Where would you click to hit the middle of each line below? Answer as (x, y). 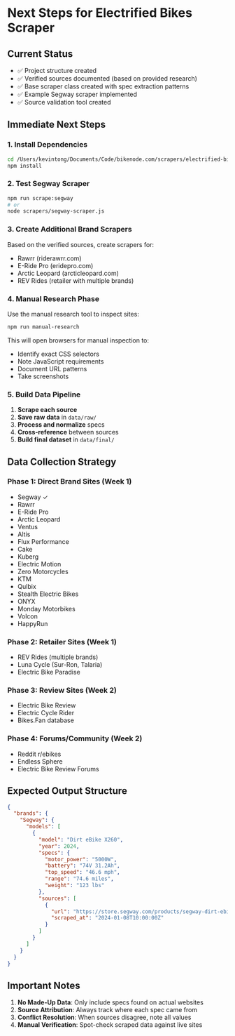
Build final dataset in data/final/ (66, 439)
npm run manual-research (43, 327)
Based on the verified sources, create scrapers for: (81, 244)
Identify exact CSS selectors (58, 354)
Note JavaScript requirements (60, 361)
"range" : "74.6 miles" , (79, 879)
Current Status (40, 54)
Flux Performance (43, 541)
